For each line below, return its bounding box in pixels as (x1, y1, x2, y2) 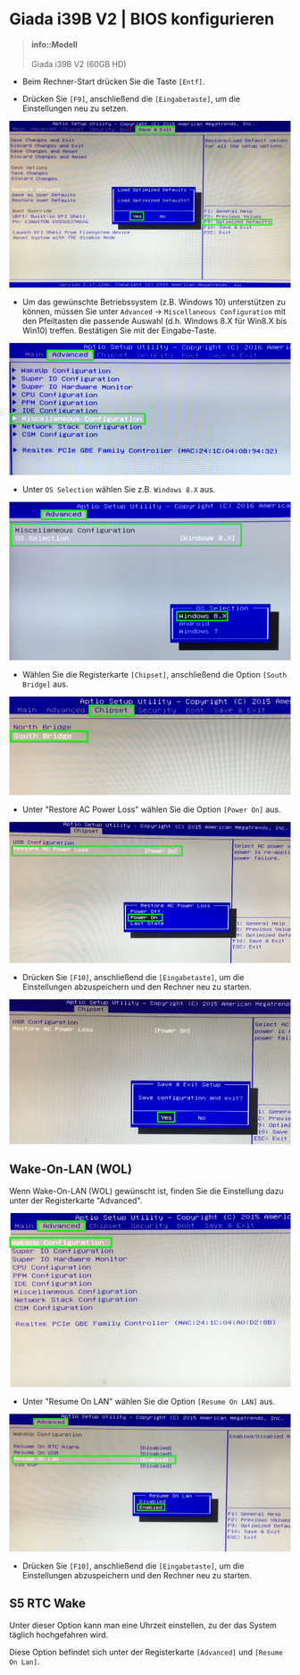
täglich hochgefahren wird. (9, 1629, 109, 1640)
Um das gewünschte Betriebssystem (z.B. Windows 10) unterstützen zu (21, 296, 286, 308)
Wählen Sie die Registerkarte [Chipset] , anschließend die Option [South (21, 670, 287, 680)
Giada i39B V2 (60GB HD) (30, 59, 127, 70)
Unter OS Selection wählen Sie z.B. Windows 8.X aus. (21, 483, 216, 494)
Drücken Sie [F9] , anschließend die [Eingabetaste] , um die (21, 94, 241, 105)
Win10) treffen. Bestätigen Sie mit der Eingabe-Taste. (21, 325, 217, 336)
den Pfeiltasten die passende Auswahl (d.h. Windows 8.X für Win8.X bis (21, 316, 287, 327)
